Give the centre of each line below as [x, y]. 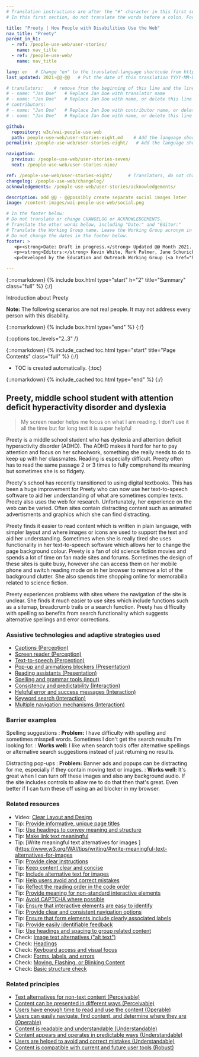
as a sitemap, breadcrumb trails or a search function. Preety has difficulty [96, 606]
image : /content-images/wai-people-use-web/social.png [75, 203]
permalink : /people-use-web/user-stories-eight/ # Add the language [95, 143]
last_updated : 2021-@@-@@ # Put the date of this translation [87, 77]
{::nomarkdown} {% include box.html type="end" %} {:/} [75, 327]
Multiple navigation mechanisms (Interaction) [70, 704]
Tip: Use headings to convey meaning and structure [78, 829]
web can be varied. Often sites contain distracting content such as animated [99, 508]
